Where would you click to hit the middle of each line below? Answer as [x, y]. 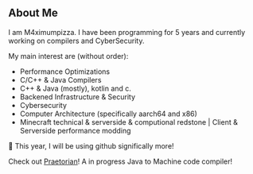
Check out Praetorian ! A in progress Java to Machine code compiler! [121, 161]
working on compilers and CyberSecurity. [76, 41]
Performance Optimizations [64, 72]
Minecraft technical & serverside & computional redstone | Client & [129, 122]
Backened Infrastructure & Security [78, 97]
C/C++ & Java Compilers [60, 79]
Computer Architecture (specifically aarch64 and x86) [108, 114]
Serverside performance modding [75, 130]
